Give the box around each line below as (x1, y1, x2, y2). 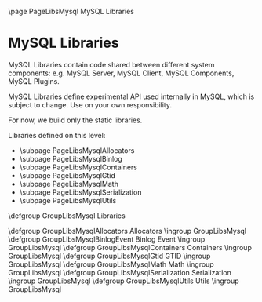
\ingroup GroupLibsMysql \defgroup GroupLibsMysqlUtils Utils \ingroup (8, 276, 239, 286)
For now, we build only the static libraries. (8, 115, 143, 125)
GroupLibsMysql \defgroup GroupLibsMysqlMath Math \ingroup (8, 259, 214, 269)
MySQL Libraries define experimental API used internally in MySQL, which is (8, 92, 255, 101)
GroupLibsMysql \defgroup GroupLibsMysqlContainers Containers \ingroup (8, 242, 253, 252)
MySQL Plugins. (8, 76, 60, 86)
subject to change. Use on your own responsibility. (8, 100, 173, 109)
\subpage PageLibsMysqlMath (19, 179, 119, 188)
